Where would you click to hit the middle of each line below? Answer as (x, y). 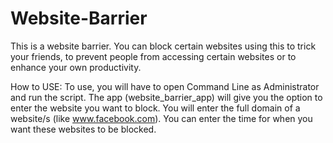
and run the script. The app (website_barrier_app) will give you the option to (166, 97)
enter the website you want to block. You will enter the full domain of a (155, 108)
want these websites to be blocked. (83, 129)
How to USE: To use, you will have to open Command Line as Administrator (165, 86)
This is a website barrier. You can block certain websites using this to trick (163, 46)
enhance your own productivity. (76, 67)
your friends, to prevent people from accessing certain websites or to (153, 56)
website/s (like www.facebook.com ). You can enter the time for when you (161, 118)
